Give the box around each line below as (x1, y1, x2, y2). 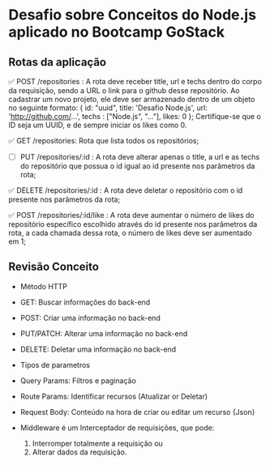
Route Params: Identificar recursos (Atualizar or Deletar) (19, 391, 208, 401)
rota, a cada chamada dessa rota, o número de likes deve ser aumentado (8, 228, 253, 238)
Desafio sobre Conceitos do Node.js (8, 6, 257, 24)
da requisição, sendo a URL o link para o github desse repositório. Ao (8, 86, 240, 95)
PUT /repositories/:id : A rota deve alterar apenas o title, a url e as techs (19, 152, 260, 161)
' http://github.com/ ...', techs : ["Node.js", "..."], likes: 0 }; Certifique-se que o (8, 112, 262, 121)
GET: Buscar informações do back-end (19, 297, 151, 307)
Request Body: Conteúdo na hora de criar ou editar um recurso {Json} (19, 407, 255, 416)
